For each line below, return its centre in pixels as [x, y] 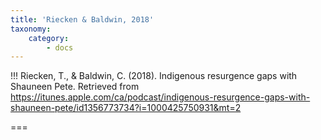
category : [49, 38]
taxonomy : [31, 29]
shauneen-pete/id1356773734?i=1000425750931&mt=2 [126, 108]
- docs [60, 47]
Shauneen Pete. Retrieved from [75, 87]
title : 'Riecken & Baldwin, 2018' [82, 19]
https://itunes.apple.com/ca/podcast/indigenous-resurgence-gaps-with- [160, 97]
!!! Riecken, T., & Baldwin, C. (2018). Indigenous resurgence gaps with [154, 76]
